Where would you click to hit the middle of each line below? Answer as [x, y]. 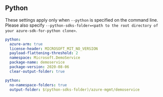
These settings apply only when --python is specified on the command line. [82, 20]
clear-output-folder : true [37, 71]
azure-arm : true [26, 44]
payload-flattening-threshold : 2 [44, 53]
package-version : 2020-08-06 [39, 67]
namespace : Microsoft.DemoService [45, 58]
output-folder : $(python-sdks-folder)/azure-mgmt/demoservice [75, 90]
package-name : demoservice [37, 63]
